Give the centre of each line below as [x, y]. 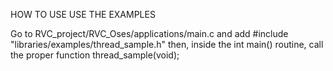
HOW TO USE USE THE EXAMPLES [83, 14]
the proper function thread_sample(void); [95, 55]
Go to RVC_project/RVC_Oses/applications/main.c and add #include [149, 33]
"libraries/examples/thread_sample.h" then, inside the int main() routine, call [167, 44]
